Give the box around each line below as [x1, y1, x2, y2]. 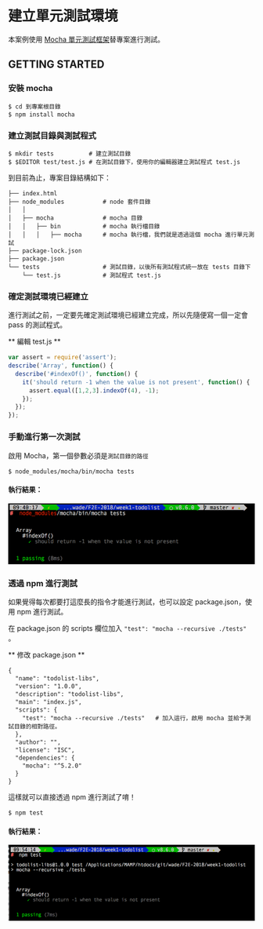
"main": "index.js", [15, 698, 82, 706]
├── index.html [8, 189, 58, 197]
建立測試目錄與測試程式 [8, 130, 96, 141]
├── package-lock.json [8, 246, 82, 255]
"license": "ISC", [15, 746, 76, 754]
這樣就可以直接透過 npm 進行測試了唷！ [8, 792, 136, 801]
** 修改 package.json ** [8, 650, 85, 659]
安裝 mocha [8, 83, 53, 94]
